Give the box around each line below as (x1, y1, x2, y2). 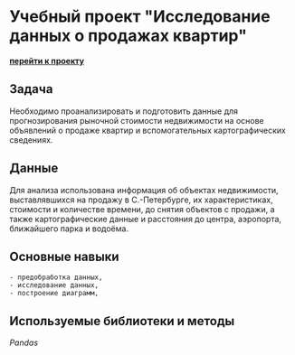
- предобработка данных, (9, 273, 103, 282)
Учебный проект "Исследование (9, 6, 271, 27)
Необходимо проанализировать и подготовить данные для (9, 106, 238, 117)
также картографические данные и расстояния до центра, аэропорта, (9, 213, 282, 224)
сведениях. (9, 134, 53, 145)
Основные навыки (9, 248, 119, 264)
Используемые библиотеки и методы (9, 313, 235, 329)
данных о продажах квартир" (9, 25, 247, 46)
